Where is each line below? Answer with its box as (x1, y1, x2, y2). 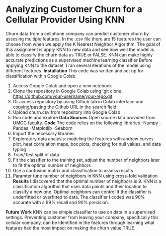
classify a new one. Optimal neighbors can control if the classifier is (12, 189, 152, 195)
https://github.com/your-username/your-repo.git (12, 93, 113, 99)
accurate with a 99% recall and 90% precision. (12, 199, 109, 205)
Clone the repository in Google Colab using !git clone (12, 88, 122, 94)
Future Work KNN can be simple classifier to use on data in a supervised (5, 209, 156, 215)
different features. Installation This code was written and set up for (5, 67, 144, 73)
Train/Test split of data (12, 151, 59, 158)
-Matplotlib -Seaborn (29, 125, 73, 131)
